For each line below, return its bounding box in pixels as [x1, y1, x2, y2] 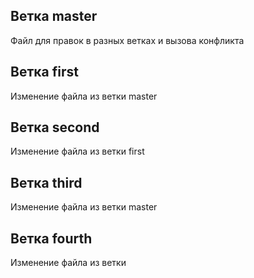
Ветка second [10, 119, 100, 136]
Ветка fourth [10, 230, 93, 247]
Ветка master [10, 8, 98, 25]
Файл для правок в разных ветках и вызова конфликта [10, 34, 245, 46]
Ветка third [10, 174, 83, 191]
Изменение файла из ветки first [10, 145, 145, 158]
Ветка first [10, 64, 79, 81]
